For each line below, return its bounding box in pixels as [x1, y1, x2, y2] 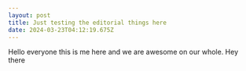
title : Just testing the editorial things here [8, 19, 167, 27]
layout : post [8, 11, 51, 20]
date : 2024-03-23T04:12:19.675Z [8, 26, 114, 34]
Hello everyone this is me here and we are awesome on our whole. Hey [8, 48, 239, 57]
